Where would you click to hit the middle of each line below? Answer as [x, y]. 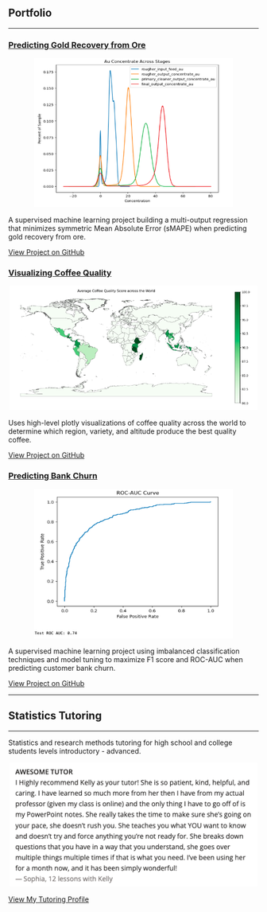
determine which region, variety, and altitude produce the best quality [122, 431]
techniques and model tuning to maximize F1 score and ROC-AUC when [126, 659]
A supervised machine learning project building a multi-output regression [128, 220]
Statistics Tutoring [55, 716]
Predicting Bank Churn [53, 476]
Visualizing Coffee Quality [60, 273]
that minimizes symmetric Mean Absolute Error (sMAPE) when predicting [128, 228]
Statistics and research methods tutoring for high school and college [120, 742]
